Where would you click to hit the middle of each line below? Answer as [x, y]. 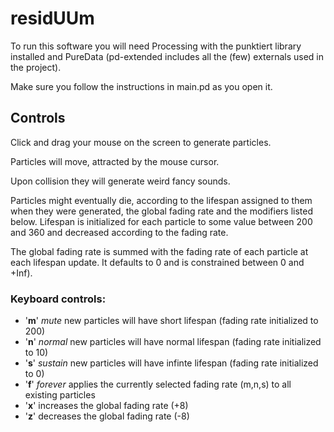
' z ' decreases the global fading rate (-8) [107, 416]
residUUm [52, 18]
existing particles [60, 395]
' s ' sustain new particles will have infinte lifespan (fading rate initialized [171, 363]
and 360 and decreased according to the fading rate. [119, 232]
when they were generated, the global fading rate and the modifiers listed [162, 211]
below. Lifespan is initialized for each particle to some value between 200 [161, 221]
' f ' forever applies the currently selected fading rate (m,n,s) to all [158, 384]
